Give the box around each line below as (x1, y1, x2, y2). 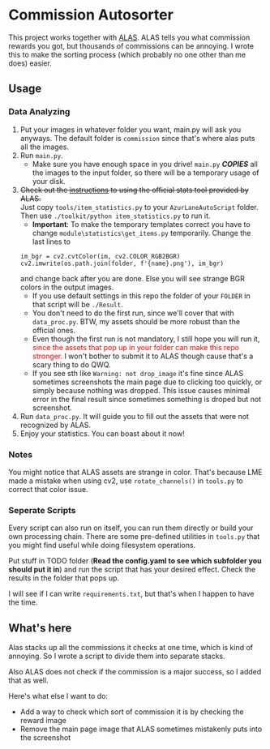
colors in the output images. (19, 282, 114, 292)
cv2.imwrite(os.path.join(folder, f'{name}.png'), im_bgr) (19, 259, 225, 267)
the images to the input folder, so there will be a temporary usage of (32, 168, 259, 178)
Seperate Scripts (8, 504, 76, 516)
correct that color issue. (8, 484, 88, 494)
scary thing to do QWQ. (32, 359, 111, 370)
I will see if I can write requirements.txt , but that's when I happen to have (8, 589, 255, 599)
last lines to (32, 237, 71, 246)
